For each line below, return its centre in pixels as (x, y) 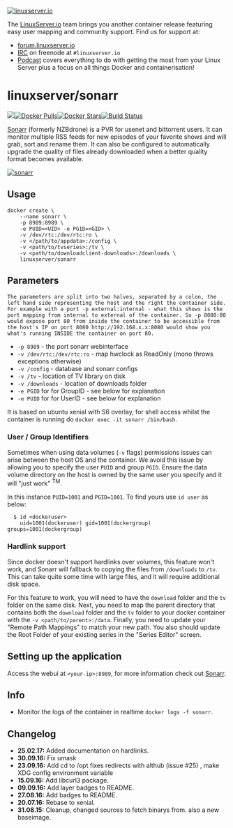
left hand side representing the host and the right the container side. (117, 303)
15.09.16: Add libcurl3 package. (63, 781)
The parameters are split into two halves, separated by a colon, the (112, 296)
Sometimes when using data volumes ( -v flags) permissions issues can (110, 452)
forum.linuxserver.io (46, 45)
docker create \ (31, 210)
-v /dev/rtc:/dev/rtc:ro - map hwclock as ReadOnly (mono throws (115, 354)
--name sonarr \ (44, 216)
